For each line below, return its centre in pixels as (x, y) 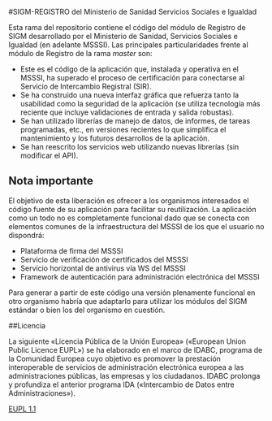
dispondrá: (26, 235)
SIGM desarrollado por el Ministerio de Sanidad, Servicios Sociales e (123, 36)
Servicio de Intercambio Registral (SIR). (86, 86)
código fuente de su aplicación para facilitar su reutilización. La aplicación (132, 209)
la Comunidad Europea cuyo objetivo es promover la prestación (115, 358)
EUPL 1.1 (22, 409)
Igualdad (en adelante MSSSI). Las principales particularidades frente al (129, 45)
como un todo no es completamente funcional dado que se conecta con (129, 218)
